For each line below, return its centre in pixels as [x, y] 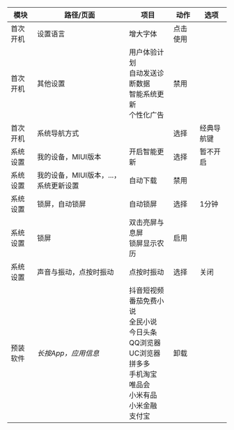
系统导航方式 [58, 133]
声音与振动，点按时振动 [76, 272]
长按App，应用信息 [68, 353]
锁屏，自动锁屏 [62, 204]
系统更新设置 [58, 186]
